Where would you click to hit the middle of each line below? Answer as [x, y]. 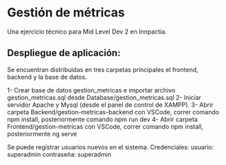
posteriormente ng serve [42, 134]
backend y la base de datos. [47, 77]
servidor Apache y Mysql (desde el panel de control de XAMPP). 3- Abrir [110, 105]
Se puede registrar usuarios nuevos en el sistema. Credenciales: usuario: [111, 147]
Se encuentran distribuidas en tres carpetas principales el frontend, [103, 69]
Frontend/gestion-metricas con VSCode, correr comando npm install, [105, 126]
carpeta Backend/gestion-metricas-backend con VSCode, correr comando [113, 112]
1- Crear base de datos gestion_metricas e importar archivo [91, 90]
